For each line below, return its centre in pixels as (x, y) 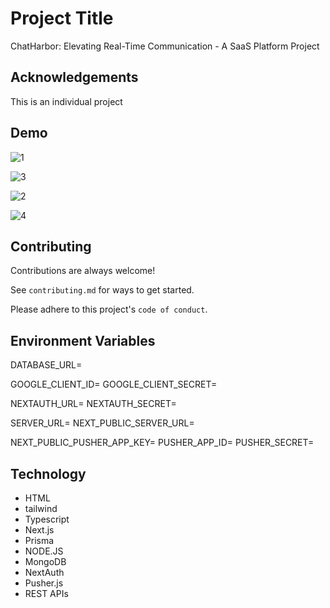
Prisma (39, 540)
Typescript (47, 519)
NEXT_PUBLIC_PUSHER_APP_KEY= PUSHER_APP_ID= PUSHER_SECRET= (162, 443)
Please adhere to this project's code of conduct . (109, 309)
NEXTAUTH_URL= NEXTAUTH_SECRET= (93, 404)
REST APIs (46, 593)
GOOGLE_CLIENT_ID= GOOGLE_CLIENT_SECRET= (114, 384)
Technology (48, 473)
